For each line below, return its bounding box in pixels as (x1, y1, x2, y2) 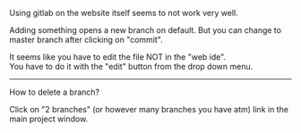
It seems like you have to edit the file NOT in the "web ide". (9, 52, 227, 62)
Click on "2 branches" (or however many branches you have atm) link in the (9, 104, 289, 114)
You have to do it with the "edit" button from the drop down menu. (9, 62, 254, 71)
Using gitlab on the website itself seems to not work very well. (9, 8, 239, 18)
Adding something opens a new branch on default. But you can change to (9, 25, 282, 35)
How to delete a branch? (9, 87, 100, 97)
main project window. (9, 113, 89, 124)
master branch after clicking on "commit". (9, 35, 163, 45)
